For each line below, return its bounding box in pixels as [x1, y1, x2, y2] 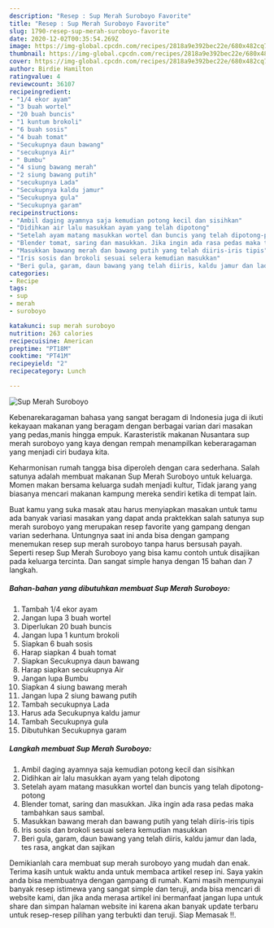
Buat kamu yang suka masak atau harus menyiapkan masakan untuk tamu [9, 504, 258, 514]
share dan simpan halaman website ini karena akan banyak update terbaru [9, 901, 259, 911]
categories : [9, 269, 50, 278]
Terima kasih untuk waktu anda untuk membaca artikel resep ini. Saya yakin [9, 866, 263, 876]
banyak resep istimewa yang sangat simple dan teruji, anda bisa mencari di [9, 884, 261, 894]
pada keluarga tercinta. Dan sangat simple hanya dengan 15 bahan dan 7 [9, 556, 253, 566]
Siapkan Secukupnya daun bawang [20, 656, 140, 666]
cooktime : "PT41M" [9, 352, 72, 361]
